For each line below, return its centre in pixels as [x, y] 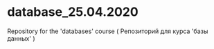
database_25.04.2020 [73, 12]
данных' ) [21, 38]
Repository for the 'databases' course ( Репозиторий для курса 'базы [108, 31]
